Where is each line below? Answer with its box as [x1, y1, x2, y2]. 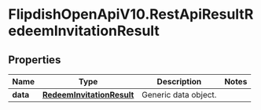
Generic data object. [141, 90, 217, 100]
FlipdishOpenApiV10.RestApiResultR [8, 5, 254, 23]
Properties [8, 53, 61, 66]
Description [156, 76, 202, 87]
